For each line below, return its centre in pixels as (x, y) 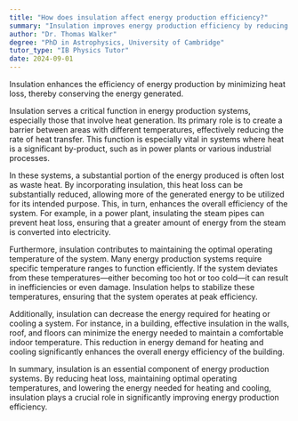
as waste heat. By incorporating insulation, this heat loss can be (126, 185)
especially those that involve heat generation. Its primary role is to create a (146, 120)
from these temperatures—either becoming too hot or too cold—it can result (149, 278)
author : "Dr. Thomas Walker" (63, 34)
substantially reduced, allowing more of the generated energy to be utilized (147, 194)
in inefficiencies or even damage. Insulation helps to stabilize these (132, 287)
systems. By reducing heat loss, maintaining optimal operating (123, 378)
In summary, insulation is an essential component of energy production (139, 369)
